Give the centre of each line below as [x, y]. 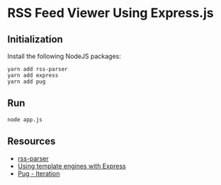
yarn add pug [27, 82]
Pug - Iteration [39, 173]
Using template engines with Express [72, 166]
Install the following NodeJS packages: [64, 56]
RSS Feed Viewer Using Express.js [110, 13]
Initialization [35, 39]
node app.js [25, 119]
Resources [32, 141]
